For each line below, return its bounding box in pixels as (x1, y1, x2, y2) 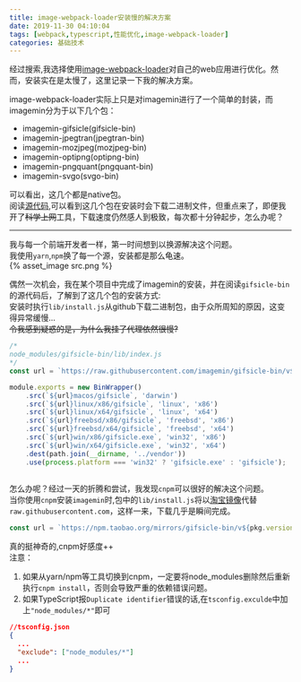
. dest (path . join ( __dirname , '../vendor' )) (25, 449, 186, 458)
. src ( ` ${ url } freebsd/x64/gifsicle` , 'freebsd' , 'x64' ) (25, 425, 235, 434)
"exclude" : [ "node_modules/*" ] (17, 647, 134, 657)
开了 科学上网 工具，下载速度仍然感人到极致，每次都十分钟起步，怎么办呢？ (9, 212, 284, 222)
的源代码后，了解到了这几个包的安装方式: (9, 290, 161, 301)
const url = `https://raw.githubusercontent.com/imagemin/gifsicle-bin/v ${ (9, 367, 298, 376)
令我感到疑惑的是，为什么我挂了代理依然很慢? (9, 324, 179, 334)
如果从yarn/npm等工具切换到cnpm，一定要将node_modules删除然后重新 (21, 571, 291, 583)
